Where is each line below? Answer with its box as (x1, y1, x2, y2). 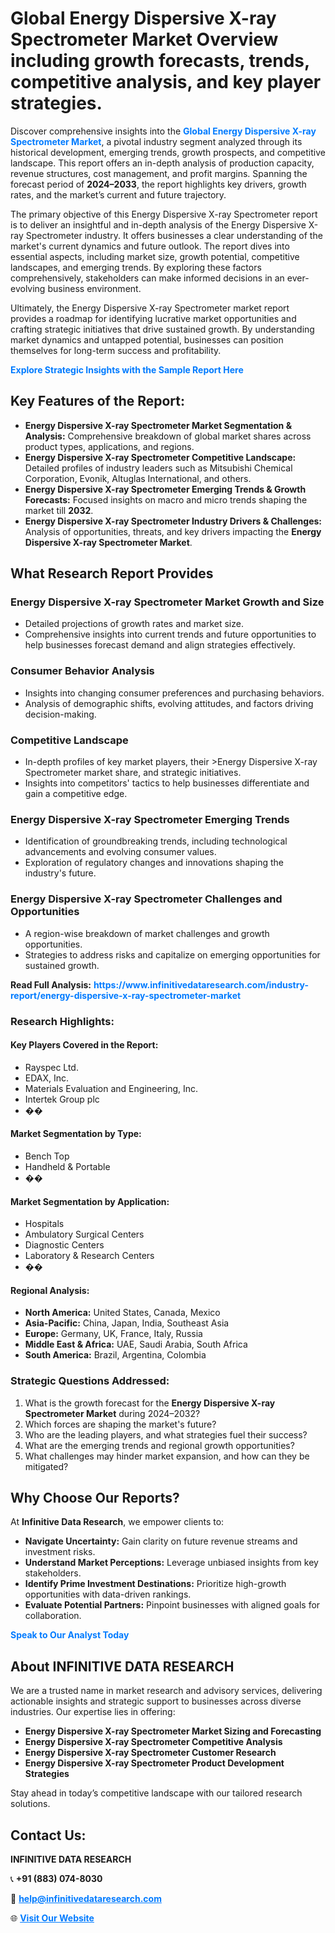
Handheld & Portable (24, 1160, 111, 1172)
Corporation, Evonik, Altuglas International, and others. (24, 472, 252, 484)
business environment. (47, 282, 142, 294)
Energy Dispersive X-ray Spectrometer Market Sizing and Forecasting (24, 1725, 322, 1737)
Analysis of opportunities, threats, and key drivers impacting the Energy (24, 525, 322, 537)
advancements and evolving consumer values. (24, 846, 217, 858)
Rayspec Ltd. (24, 1061, 79, 1073)
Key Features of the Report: (10, 393, 186, 410)
